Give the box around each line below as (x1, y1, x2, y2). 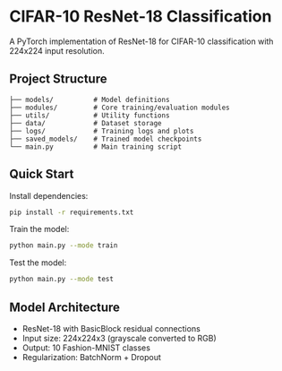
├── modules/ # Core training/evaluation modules (9, 103, 230, 112)
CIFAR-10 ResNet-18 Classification (9, 6, 272, 27)
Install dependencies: (9, 190, 89, 201)
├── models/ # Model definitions (9, 95, 170, 104)
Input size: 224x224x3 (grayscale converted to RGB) (21, 333, 217, 343)
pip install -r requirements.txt (9, 208, 134, 217)
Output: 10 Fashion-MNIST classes (21, 342, 150, 353)
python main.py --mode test (9, 275, 115, 284)
